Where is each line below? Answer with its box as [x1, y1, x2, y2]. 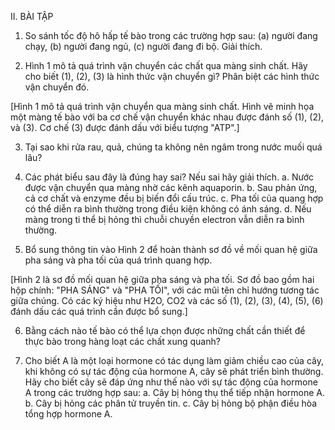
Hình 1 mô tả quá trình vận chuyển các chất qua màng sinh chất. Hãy [24, 60, 308, 71]
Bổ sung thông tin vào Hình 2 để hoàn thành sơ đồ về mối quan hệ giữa [24, 244, 318, 255]
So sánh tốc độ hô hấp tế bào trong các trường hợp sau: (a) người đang [24, 30, 318, 41]
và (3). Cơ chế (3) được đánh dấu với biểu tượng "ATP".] [10, 122, 240, 133]
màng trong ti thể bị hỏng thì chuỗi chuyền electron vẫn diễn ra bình [24, 214, 305, 225]
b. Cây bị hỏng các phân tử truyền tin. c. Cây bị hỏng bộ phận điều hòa [24, 397, 318, 409]
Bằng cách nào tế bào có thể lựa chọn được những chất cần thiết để [24, 325, 306, 336]
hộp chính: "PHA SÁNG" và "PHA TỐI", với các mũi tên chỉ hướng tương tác [10, 284, 320, 296]
